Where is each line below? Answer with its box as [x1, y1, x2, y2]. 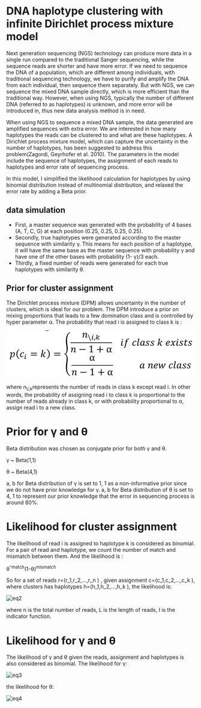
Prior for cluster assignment [6, 283, 114, 294]
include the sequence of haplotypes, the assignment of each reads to [6, 157, 178, 164]
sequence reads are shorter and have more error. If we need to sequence [6, 62, 188, 70]
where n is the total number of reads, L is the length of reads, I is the [6, 607, 175, 614]
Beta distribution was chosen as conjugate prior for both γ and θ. [6, 444, 167, 452]
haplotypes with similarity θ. [14, 265, 85, 273]
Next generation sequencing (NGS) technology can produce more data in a [6, 49, 192, 56]
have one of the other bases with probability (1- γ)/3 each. [14, 253, 159, 260]
